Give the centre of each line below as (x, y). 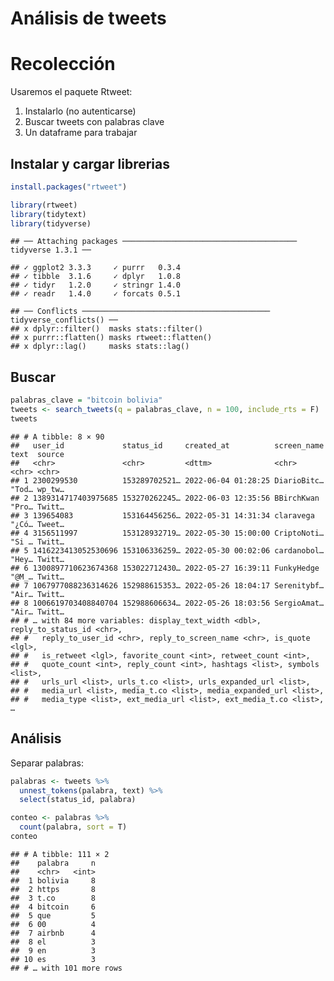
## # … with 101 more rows (66, 968)
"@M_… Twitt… (37, 577)
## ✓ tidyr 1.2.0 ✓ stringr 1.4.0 (96, 285)
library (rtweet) (44, 205)
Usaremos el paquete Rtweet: (71, 92)
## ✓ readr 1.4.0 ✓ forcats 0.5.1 (96, 294)
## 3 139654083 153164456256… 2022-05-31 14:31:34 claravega (162, 515)
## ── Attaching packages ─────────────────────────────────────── (154, 242)
